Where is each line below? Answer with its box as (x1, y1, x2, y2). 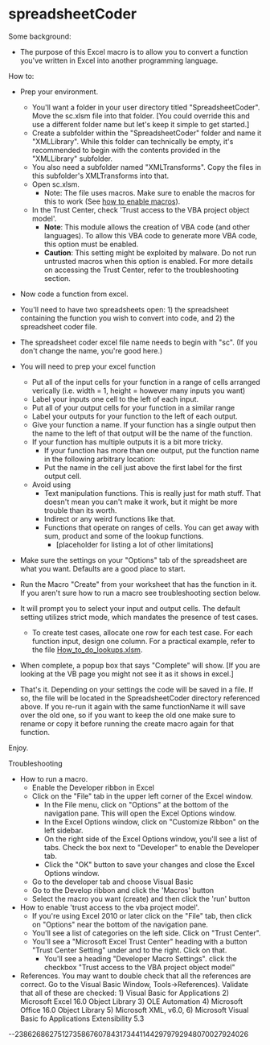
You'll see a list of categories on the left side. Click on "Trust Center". (31, 927, 261, 938)
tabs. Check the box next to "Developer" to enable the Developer (43, 842, 260, 852)
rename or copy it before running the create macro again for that (19, 718, 235, 729)
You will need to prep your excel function (19, 361, 157, 371)
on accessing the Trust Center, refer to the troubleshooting (43, 265, 239, 275)
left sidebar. (43, 825, 84, 835)
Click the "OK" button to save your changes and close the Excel (43, 859, 256, 869)
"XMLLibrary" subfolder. (31, 154, 113, 163)
